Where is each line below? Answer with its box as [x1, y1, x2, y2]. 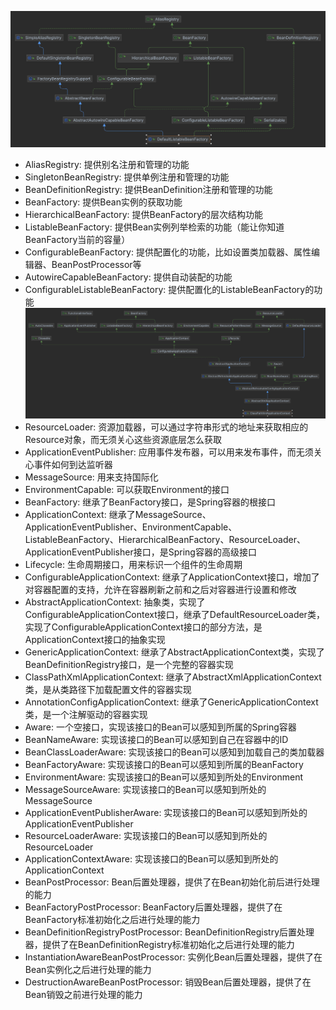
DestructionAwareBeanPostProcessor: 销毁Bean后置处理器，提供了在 [24, 976, 312, 988]
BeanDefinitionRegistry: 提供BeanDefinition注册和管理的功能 [24, 184, 273, 196]
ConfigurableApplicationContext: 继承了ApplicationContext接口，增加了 [24, 571, 320, 583]
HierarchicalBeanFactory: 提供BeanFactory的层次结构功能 [24, 209, 264, 221]
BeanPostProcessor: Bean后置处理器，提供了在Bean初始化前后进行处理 [24, 876, 320, 888]
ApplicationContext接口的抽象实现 [24, 633, 166, 645]
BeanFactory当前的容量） [24, 234, 131, 246]
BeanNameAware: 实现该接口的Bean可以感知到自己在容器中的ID [24, 733, 289, 745]
